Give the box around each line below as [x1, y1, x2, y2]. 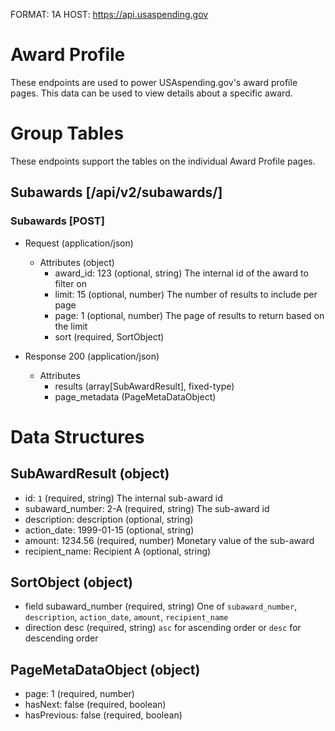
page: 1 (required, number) [24, 688, 135, 700]
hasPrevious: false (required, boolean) [24, 709, 183, 721]
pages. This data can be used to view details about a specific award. [10, 87, 293, 99]
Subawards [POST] [10, 214, 105, 228]
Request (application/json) [24, 237, 134, 249]
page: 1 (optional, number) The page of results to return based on [54, 309, 325, 321]
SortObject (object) [10, 574, 134, 591]
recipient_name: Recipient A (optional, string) [24, 545, 212, 557]
